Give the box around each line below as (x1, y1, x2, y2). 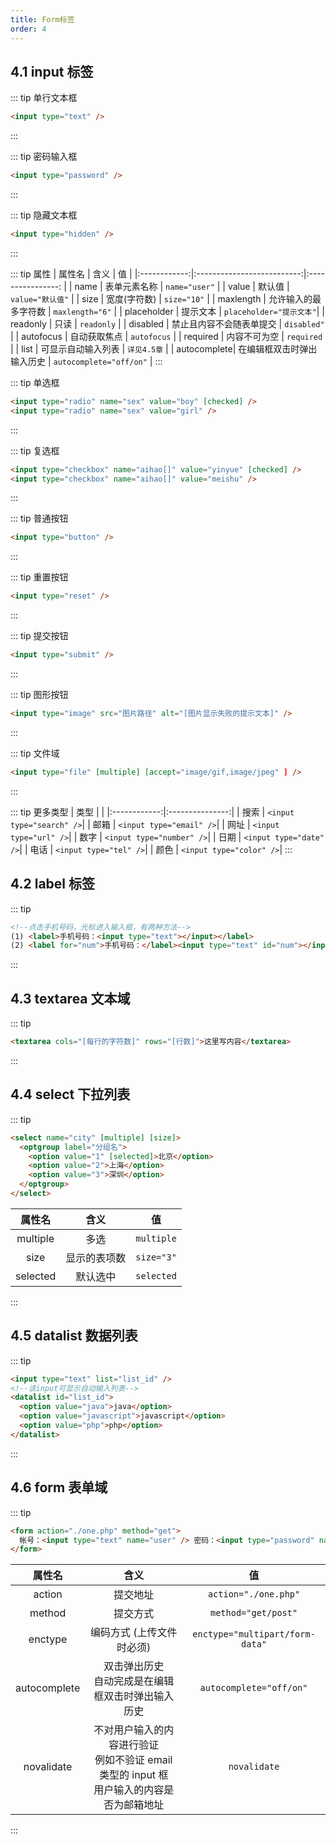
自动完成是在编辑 (93, 1674, 175, 1688)
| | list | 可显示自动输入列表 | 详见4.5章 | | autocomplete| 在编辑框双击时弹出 (10, 342, 318, 355)
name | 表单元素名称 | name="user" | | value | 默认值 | (74, 280, 290, 292)
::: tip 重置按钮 (10, 571, 69, 583)
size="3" (135, 1251, 177, 1263)
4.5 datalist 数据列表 (10, 1327, 138, 1345)
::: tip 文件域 (10, 747, 60, 759)
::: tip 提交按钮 (10, 630, 69, 642)
